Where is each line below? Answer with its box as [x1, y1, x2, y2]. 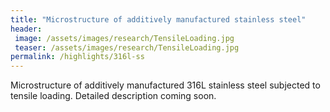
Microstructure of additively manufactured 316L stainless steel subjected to [10, 79, 321, 91]
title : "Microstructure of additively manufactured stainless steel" [10, 14, 307, 25]
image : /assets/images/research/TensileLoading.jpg [14, 33, 235, 43]
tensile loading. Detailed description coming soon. [10, 90, 217, 102]
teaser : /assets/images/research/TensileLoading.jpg [14, 42, 240, 53]
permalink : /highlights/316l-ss [10, 52, 145, 62]
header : [10, 24, 43, 34]
